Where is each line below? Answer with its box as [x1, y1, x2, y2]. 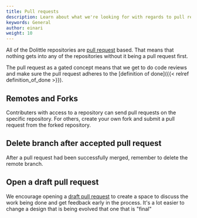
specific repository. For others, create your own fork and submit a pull [6, 115, 175, 122]
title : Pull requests [6, 8, 59, 15]
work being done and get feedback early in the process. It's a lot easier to [6, 199, 185, 206]
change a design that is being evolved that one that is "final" [6, 205, 152, 212]
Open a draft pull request [6, 177, 99, 188]
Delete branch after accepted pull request [6, 138, 162, 148]
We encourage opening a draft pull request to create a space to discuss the [6, 193, 189, 200]
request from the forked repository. [6, 121, 91, 128]
